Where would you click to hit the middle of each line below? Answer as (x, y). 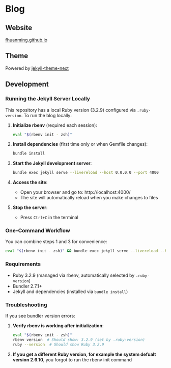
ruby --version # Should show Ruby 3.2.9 (58, 345)
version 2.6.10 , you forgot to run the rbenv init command (72, 359)
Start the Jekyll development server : (52, 163)
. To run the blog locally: (47, 115)
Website (19, 28)
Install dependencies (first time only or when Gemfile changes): (80, 144)
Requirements (23, 264)
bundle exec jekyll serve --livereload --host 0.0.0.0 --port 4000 (85, 173)
